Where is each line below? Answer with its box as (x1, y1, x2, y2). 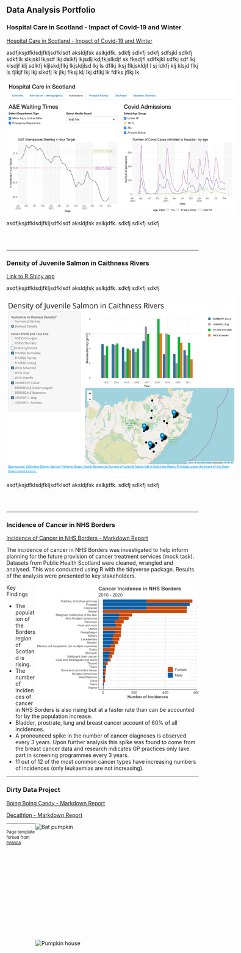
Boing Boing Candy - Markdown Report (6, 799, 106, 806)
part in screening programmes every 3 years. (15, 752, 129, 759)
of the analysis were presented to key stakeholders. (6, 572, 136, 579)
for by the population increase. (15, 712, 93, 720)
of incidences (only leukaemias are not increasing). (15, 764, 144, 772)
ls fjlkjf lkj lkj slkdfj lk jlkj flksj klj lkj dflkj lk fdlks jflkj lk (6, 68, 140, 76)
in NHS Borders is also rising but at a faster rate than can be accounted (15, 706, 195, 714)
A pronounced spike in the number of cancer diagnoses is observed (15, 732, 187, 739)
